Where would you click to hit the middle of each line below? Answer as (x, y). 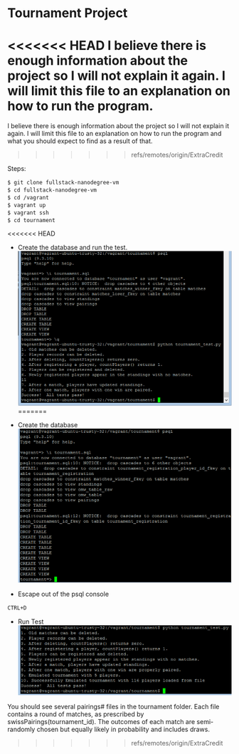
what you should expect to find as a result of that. (80, 141)
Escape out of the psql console (63, 594)
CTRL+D (17, 608)
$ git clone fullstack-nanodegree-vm (63, 183)
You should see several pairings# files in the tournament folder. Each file (113, 706)
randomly (21, 729)
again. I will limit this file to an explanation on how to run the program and (115, 134)
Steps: (17, 169)
